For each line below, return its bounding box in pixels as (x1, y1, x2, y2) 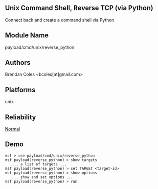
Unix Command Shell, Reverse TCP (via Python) (5, 4, 153, 12)
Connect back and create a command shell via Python (5, 17, 114, 23)
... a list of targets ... (11, 162, 67, 166)
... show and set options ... (11, 174, 73, 180)
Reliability (5, 113, 36, 121)
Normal (5, 126, 20, 132)
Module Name (5, 31, 49, 40)
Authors (5, 58, 31, 67)
